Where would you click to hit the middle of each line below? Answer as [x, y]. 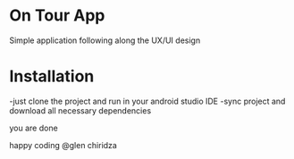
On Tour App [57, 16]
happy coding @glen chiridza [63, 145]
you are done [34, 128]
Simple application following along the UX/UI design [105, 40]
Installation [52, 76]
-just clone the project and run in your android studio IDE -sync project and [147, 101]
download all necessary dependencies [80, 110]
